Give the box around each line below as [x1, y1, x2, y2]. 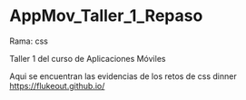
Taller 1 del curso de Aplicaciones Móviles [9, 53, 166, 64]
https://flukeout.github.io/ [9, 80, 105, 91]
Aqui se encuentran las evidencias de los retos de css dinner [9, 70, 238, 82]
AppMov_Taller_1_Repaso [9, 5, 203, 26]
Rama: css [9, 35, 48, 46]
